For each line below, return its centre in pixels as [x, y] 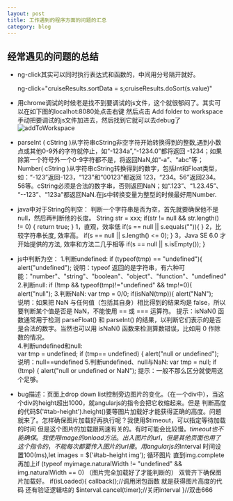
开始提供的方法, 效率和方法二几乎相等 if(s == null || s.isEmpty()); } [111, 244]
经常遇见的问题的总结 [53, 56]
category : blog [29, 26]
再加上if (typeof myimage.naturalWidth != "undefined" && [99, 464]
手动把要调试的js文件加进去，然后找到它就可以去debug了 [99, 120]
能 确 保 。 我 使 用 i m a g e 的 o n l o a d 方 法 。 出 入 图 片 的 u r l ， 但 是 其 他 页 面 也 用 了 [119, 438]
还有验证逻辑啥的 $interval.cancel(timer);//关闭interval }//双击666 [119, 490]
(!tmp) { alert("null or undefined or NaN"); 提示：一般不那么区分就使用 [117, 371]
